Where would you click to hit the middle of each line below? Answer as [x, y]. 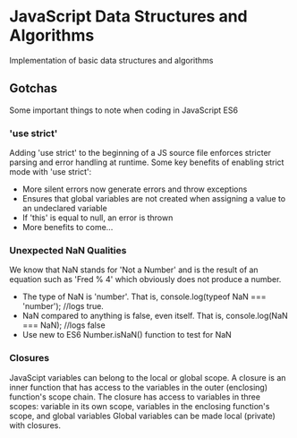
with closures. [35, 425]
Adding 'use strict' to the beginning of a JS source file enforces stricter [140, 153]
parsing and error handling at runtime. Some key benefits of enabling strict [147, 162]
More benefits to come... [68, 228]
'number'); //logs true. [63, 306]
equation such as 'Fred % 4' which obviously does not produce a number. [145, 279]
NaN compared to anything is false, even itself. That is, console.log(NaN [155, 316]
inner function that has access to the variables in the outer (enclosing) [139, 387]
